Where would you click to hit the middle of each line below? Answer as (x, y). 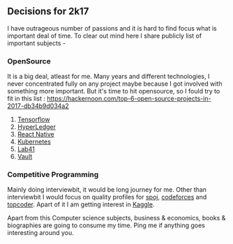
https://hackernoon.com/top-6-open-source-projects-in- (129, 99)
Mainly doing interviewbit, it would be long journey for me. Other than (107, 190)
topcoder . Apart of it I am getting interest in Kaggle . (81, 204)
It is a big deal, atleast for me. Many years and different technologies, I (108, 77)
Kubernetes (34, 142)
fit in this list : (26, 99)
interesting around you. (41, 233)
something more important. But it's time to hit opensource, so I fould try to (114, 91)
